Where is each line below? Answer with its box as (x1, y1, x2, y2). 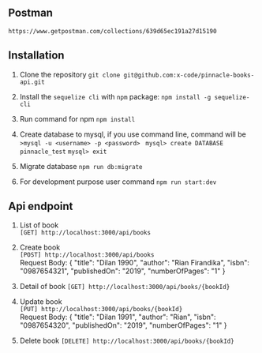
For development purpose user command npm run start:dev (19, 177, 217, 186)
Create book (19, 242, 61, 252)
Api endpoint (8, 200, 73, 213)
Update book (19, 297, 62, 306)
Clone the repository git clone (19, 69, 121, 79)
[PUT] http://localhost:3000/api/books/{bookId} (19, 306, 183, 314)
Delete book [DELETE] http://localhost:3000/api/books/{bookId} (19, 336, 234, 346)
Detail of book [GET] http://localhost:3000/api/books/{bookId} (19, 282, 230, 291)
